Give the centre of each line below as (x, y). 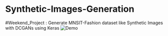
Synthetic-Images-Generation (70, 9)
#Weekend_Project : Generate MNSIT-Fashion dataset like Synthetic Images (84, 23)
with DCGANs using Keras (32, 28)
